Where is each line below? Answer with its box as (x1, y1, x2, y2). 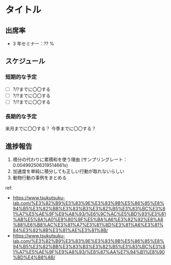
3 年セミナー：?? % (12, 41, 55, 46)
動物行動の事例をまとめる (12, 174, 67, 181)
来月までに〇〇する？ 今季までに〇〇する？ (5, 126, 96, 132)
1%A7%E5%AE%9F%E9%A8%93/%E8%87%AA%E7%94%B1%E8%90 (12, 249, 165, 255)
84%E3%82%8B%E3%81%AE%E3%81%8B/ (12, 227, 108, 233)
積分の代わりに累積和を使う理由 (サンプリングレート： (12, 156, 128, 162)
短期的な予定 (5, 74, 37, 81)
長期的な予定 (5, 113, 37, 120)
